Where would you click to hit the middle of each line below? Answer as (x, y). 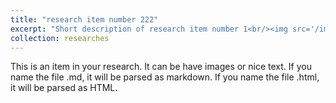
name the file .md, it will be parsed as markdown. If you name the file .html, (165, 77)
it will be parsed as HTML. (64, 88)
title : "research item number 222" (84, 19)
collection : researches (60, 38)
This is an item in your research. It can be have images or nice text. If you (161, 67)
